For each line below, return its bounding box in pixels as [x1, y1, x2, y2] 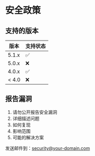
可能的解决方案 [12, 134, 44, 140]
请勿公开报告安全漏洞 [12, 109, 57, 115]
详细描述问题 [12, 115, 39, 122]
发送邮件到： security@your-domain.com [5, 145, 90, 151]
